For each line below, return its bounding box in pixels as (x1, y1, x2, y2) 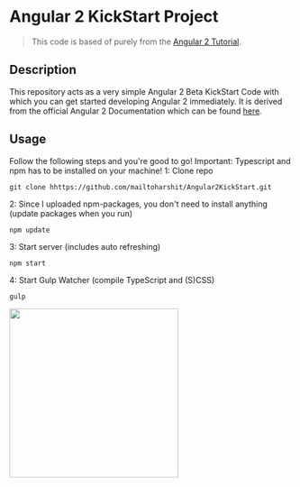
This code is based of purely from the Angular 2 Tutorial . (31, 36, 241, 47)
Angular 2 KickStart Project (9, 6, 219, 27)
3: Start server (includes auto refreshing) (9, 241, 161, 252)
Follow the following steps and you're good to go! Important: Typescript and (9, 155, 291, 166)
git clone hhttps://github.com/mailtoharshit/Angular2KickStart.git (9, 182, 272, 191)
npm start (9, 259, 47, 268)
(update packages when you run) (9, 207, 133, 218)
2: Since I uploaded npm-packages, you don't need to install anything (9, 198, 268, 209)
